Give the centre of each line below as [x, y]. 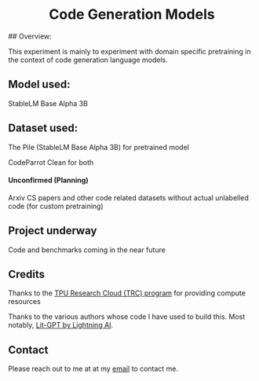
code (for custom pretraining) [56, 206]
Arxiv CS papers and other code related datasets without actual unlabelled [129, 197]
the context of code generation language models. [88, 60]
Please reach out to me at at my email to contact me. [93, 369]
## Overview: [30, 36]
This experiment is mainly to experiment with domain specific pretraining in [129, 51]
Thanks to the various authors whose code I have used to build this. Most [127, 317]
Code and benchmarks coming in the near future [87, 250]
